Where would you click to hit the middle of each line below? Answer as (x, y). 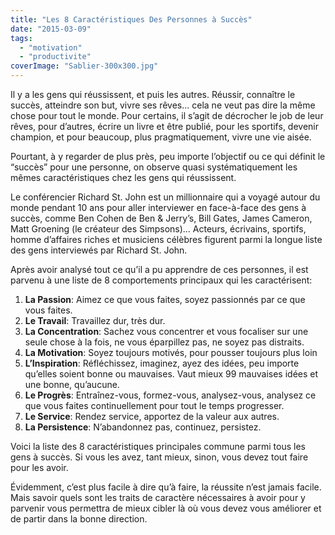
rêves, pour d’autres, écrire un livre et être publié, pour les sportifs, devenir (165, 126)
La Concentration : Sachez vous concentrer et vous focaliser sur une (166, 331)
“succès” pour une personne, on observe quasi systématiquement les (154, 167)
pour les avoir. (39, 467)
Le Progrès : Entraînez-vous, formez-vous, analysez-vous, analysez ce (170, 395)
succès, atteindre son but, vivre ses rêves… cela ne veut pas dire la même (163, 105)
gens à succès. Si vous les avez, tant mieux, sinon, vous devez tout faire (159, 457)
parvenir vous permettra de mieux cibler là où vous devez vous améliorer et (166, 508)
